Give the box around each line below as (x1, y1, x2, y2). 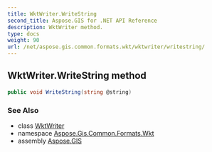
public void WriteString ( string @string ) (7, 88, 132, 96)
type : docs (7, 30, 40, 38)
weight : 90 (7, 37, 40, 44)
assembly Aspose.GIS (17, 136, 82, 145)
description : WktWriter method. (7, 23, 103, 31)
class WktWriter (17, 121, 65, 130)
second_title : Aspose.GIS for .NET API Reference (7, 17, 158, 24)
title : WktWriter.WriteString (7, 10, 97, 18)
